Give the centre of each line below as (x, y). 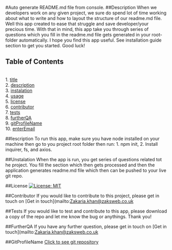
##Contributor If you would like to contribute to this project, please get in (82, 196)
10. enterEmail (20, 128)
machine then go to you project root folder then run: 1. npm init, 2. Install (82, 144)
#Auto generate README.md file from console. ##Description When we (81, 7)
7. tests (13, 112)
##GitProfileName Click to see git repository (52, 242)
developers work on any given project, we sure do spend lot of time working (86, 13)
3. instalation (19, 90)
